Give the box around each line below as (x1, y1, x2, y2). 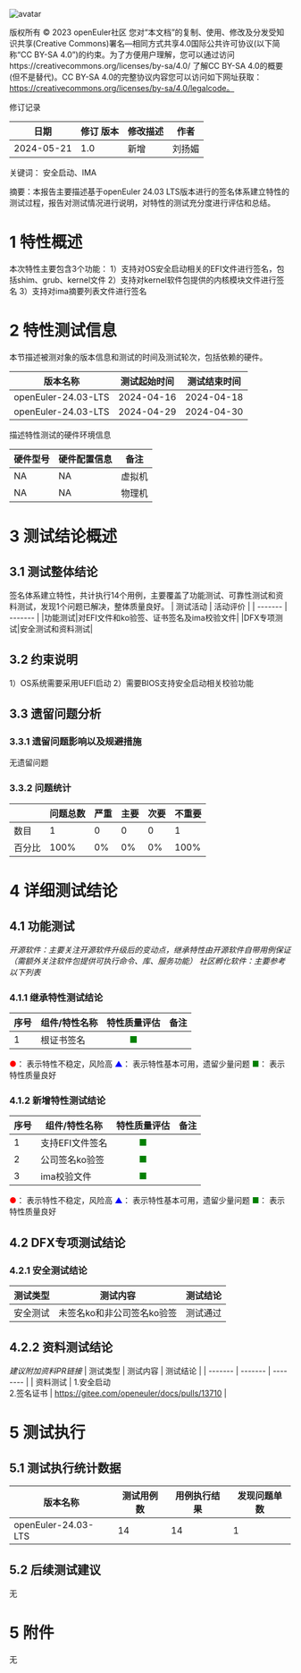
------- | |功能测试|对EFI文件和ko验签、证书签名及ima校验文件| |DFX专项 (9, 612, 275, 623)
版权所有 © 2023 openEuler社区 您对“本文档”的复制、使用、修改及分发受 (9, 27, 277, 38)
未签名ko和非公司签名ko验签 (58, 1306, 178, 1319)
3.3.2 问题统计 (9, 782, 71, 794)
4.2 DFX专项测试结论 (9, 1235, 126, 1250)
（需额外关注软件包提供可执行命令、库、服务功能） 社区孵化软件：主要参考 (9, 955, 286, 966)
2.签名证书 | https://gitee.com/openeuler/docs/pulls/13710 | (9, 1388, 228, 1398)
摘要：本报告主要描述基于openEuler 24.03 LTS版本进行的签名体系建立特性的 (9, 186, 290, 197)
